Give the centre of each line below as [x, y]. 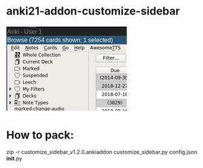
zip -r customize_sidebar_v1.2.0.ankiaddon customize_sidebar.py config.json [102, 152]
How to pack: [40, 135]
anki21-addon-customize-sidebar [93, 11]
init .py [14, 158]
